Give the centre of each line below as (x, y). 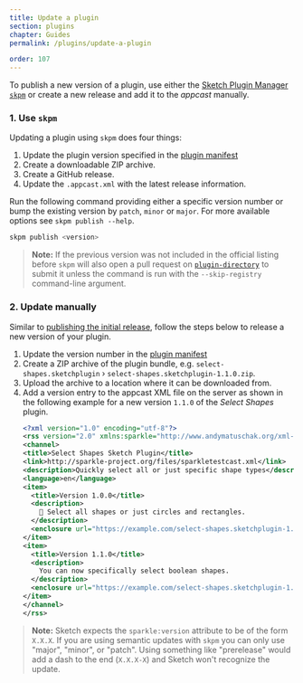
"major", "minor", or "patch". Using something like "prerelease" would (161, 650)
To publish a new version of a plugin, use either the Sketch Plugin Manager (149, 85)
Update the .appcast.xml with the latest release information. (134, 184)
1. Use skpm (33, 119)
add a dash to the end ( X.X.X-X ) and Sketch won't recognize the (151, 659)
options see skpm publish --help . (72, 221)
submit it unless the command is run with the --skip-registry (147, 274)
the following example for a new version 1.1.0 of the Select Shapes (148, 402)
